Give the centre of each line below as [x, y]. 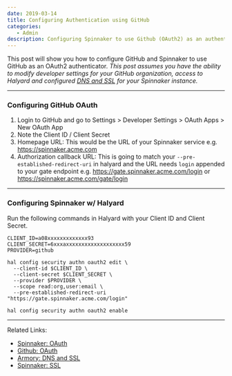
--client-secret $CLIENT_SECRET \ [63, 274]
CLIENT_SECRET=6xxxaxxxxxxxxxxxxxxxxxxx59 [69, 244]
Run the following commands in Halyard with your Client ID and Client [106, 218]
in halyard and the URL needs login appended [159, 164]
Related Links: [27, 330]
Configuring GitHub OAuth [52, 106]
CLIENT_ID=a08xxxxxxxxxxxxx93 [51, 238]
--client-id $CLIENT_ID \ [51, 268]
